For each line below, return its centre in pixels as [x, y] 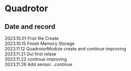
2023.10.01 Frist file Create [32, 38]
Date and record [30, 27]
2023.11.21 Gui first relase [31, 54]
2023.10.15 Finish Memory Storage [40, 44]
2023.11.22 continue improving [36, 59]
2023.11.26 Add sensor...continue [38, 64]
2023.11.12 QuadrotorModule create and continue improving [65, 49]
